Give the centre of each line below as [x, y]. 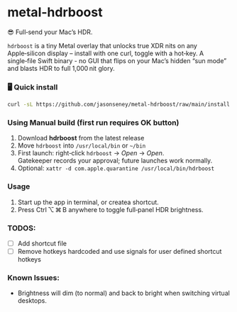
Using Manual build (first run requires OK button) [93, 123]
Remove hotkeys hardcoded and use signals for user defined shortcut [120, 252]
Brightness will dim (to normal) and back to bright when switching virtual [124, 293]
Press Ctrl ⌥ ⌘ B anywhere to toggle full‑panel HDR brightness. [110, 209]
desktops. [32, 301]
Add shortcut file [42, 243]
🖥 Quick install [33, 87]
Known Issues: [34, 278]
